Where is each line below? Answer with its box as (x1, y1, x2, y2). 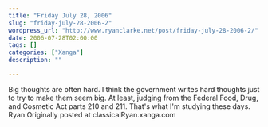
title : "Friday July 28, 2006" (8, 11, 112, 20)
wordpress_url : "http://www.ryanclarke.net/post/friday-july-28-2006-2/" (8, 26, 259, 34)
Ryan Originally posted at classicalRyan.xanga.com (8, 110, 176, 119)
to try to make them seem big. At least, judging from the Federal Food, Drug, (8, 93, 259, 102)
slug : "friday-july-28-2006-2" (8, 19, 112, 27)
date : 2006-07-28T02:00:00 (8, 33, 98, 42)
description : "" (8, 56, 62, 64)
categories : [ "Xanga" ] (8, 48, 84, 56)
